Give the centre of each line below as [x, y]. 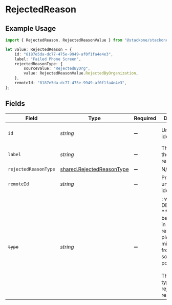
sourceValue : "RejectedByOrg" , [57, 69]
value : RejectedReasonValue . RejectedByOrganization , [81, 73]
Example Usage [31, 28]
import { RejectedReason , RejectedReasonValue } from [64, 40]
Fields [15, 104]
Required [145, 118]
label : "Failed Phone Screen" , [48, 59]
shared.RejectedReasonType [94, 169]
